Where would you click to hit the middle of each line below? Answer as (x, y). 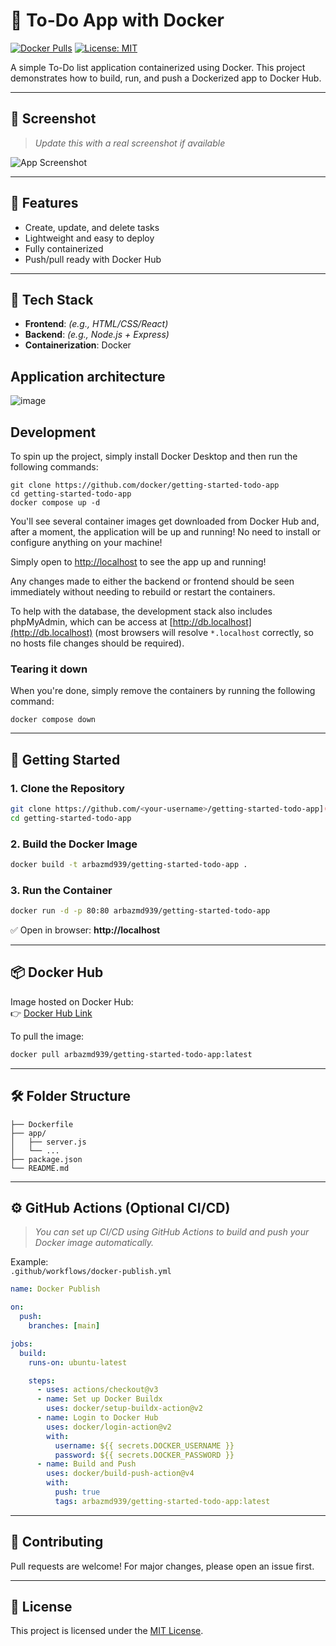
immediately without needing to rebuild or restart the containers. (143, 592)
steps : (42, 1380)
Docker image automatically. (94, 1243)
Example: (29, 1262)
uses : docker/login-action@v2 (109, 1427)
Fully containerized (64, 248)
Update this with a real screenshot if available (130, 143)
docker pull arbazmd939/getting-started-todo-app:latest (131, 1054)
